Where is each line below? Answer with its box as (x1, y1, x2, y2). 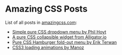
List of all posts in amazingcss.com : (5, 19, 77, 25)
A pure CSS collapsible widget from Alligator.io (12, 34, 107, 40)
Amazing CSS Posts (5, 3, 88, 15)
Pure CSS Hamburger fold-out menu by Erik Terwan (12, 39, 117, 45)
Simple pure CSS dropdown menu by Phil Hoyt (12, 29, 106, 35)
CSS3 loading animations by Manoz (12, 44, 84, 50)
